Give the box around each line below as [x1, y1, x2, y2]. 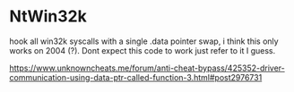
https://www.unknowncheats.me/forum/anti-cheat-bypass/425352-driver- [9, 63, 285, 73]
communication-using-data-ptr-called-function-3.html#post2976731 [9, 71, 263, 82]
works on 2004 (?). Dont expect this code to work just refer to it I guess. [9, 45, 276, 55]
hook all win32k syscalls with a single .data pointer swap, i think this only [9, 36, 280, 46]
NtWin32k [9, 6, 87, 27]
